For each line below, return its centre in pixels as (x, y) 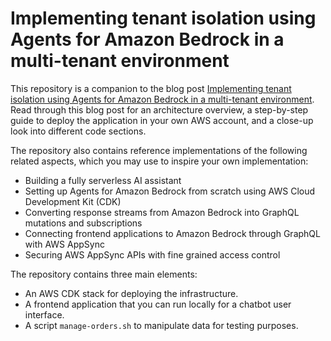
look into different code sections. (78, 131)
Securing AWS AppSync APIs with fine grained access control (152, 254)
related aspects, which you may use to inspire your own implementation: (159, 161)
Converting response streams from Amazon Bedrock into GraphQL (162, 212)
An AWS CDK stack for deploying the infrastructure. (131, 293)
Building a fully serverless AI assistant (103, 180)
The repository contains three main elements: (104, 274)
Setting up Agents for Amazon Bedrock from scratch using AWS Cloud (170, 191)
